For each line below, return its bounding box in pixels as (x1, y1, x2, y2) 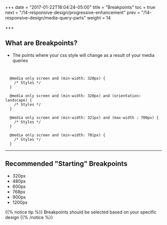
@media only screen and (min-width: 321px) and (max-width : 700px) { (9, 115, 159, 120)
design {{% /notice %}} (5, 214, 53, 220)
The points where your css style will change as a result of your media (12, 52, 155, 58)
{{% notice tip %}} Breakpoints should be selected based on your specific (5, 209, 157, 215)
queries (12, 57, 28, 63)
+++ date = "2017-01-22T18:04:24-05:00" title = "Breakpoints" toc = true (5, 4, 156, 10)
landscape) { (5, 97, 32, 103)
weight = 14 (86, 15, 111, 20)
